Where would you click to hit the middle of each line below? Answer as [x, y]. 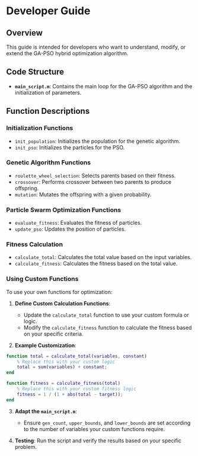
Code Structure [35, 72]
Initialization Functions [40, 128]
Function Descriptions [48, 111]
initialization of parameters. [48, 93]
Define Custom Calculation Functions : [63, 303]
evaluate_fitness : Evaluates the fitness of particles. [78, 223]
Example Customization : [46, 345]
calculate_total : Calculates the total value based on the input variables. [103, 257]
